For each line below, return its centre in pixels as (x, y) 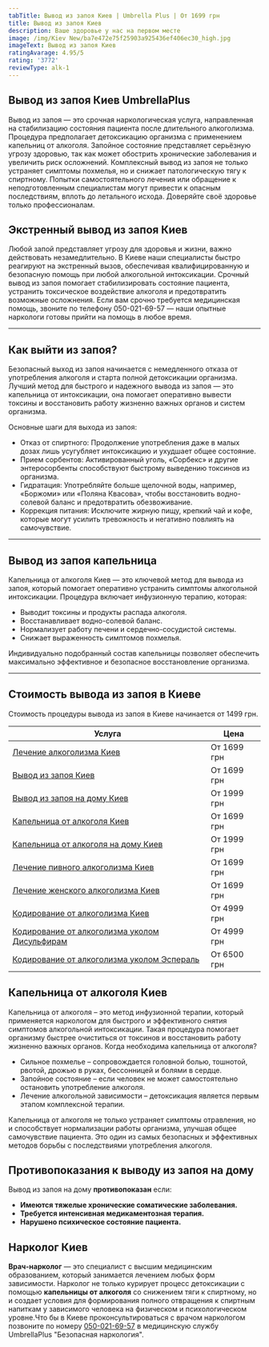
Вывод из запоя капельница (83, 560)
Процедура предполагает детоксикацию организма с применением (125, 136)
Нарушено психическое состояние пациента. (100, 1222)
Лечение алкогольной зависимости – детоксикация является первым (139, 1096)
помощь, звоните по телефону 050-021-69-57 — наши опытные (117, 308)
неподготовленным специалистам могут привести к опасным (114, 187)
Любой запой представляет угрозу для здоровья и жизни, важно (120, 249)
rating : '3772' (34, 61)
